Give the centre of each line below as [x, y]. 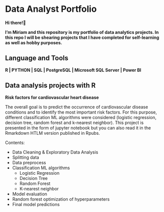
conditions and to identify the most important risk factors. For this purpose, [81, 112]
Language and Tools [37, 58]
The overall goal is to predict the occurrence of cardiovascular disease [77, 107]
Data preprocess [29, 162]
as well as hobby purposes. [34, 42]
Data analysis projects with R [50, 85]
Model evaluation [30, 194]
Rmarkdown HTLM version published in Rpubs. [53, 133]
